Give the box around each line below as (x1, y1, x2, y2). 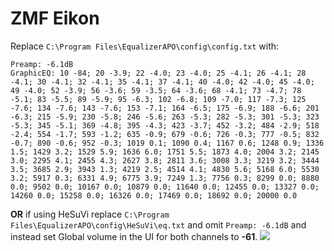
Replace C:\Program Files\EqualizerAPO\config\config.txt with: (10, 40, 280, 52)
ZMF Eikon (10, 7, 100, 30)
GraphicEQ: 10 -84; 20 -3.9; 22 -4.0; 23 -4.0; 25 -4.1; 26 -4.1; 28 (10, 68, 307, 78)
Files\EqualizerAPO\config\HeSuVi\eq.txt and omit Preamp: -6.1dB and (10, 218, 307, 231)
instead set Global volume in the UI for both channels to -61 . (10, 230, 258, 242)
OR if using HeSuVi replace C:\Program (10, 208, 170, 220)
